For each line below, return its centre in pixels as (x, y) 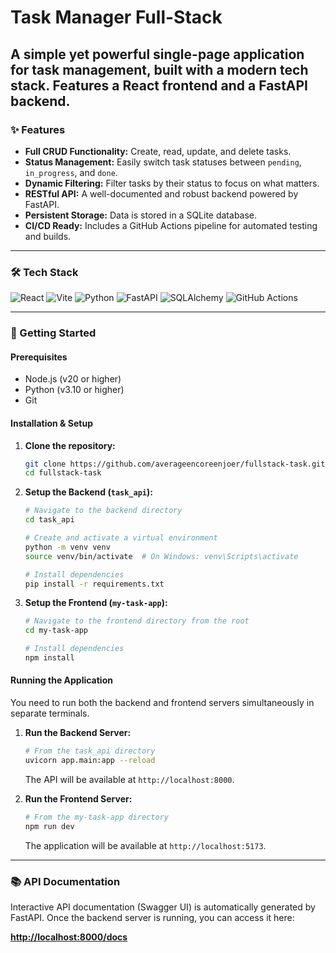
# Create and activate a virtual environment (121, 538)
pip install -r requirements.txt (94, 584)
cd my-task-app (56, 631)
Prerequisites (39, 357)
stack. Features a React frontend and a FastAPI (159, 85)
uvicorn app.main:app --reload (90, 760)
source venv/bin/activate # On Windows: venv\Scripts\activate (161, 556)
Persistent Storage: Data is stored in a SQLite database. (141, 215)
